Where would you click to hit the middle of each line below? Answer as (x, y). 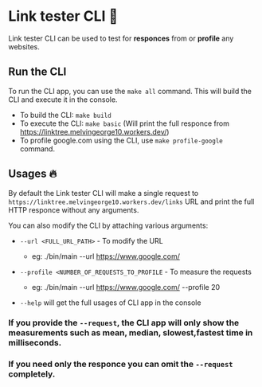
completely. (32, 374)
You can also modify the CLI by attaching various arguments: (108, 225)
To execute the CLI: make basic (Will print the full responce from (124, 123)
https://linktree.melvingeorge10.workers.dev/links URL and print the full (131, 201)
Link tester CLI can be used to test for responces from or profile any (121, 38)
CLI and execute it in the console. (63, 100)
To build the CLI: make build (65, 115)
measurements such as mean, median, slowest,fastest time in (131, 333)
